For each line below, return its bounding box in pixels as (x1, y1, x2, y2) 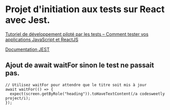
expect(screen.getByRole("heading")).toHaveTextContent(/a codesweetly (10, 91, 165, 96)
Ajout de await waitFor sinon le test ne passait (5, 61, 154, 69)
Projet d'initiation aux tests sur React (5, 4, 165, 15)
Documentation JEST (5, 46, 50, 52)
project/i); (5, 95, 31, 101)
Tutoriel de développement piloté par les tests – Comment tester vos (5, 31, 149, 37)
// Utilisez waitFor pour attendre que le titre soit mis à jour (5, 82, 147, 87)
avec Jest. (5, 14, 50, 26)
